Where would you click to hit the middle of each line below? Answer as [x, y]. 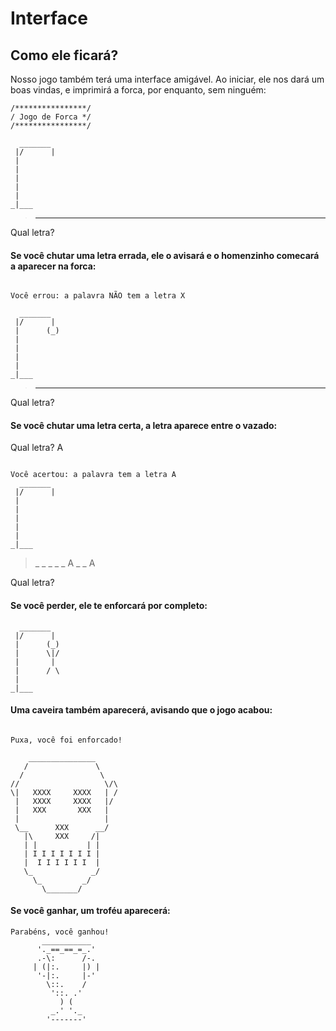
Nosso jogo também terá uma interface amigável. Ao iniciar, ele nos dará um [167, 79]
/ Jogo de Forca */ [51, 117]
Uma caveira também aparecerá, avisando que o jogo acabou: [141, 710]
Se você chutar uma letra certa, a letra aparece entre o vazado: [144, 425]
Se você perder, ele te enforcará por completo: [109, 605]
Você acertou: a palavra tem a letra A [93, 475]
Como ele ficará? [64, 55]
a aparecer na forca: [53, 266]
